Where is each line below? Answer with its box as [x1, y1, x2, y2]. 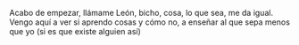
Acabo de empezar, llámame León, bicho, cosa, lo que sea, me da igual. [9, 8, 274, 18]
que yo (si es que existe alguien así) [9, 26, 141, 36]
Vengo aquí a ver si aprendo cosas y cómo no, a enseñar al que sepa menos [9, 17, 290, 27]
